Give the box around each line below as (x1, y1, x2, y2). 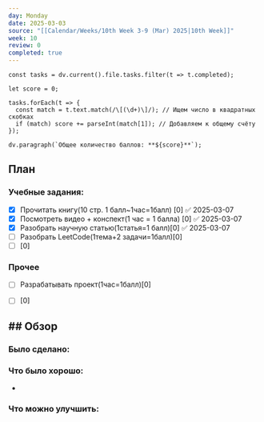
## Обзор (8, 320, 58, 333)
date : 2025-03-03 (8, 19, 66, 27)
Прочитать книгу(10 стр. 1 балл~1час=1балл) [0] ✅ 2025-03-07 (19, 205, 234, 215)
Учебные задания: (8, 187, 84, 198)
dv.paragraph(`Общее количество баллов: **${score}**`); (8, 141, 202, 149)
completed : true (8, 49, 62, 57)
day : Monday (8, 11, 48, 20)
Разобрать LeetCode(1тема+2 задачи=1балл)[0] (19, 231, 182, 241)
